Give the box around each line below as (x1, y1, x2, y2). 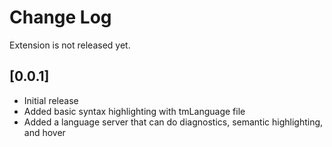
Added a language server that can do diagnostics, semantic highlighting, (23, 116, 324, 128)
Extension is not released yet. (9, 39, 131, 51)
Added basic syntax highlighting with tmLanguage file (23, 105, 246, 117)
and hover (23, 126, 66, 138)
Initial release (23, 94, 79, 106)
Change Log (9, 6, 112, 29)
